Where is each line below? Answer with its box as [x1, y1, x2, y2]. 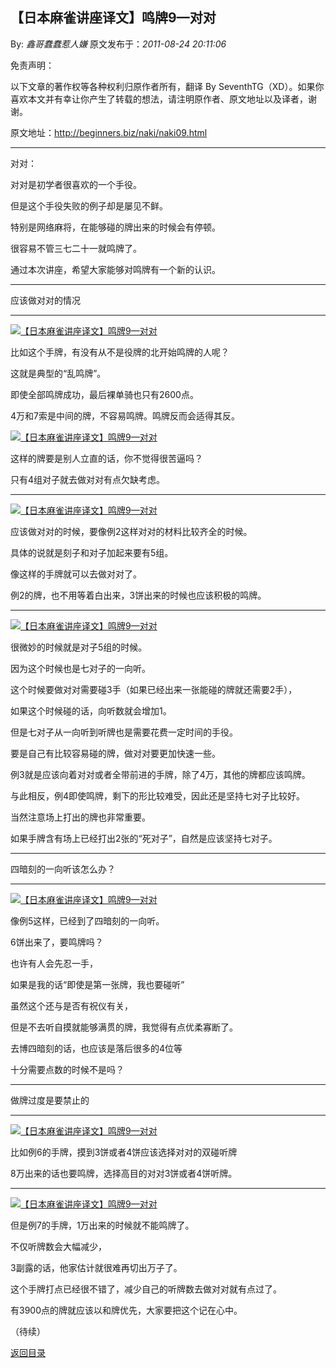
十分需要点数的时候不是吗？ [10, 1063, 125, 1075]
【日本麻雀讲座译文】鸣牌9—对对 [10, 9, 217, 27]
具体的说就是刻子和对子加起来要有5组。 [10, 546, 174, 558]
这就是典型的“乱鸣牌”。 [10, 367, 107, 379]
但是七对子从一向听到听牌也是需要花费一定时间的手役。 [10, 726, 238, 738]
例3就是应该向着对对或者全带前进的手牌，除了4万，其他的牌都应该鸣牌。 [10, 768, 311, 780]
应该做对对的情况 [10, 294, 81, 306]
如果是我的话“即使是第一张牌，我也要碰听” [10, 978, 185, 990]
